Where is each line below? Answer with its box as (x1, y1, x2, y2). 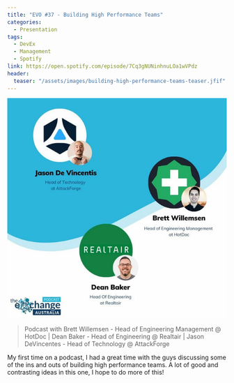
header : (7, 70, 30, 77)
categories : (7, 18, 42, 26)
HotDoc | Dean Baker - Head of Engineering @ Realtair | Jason (24, 332, 204, 340)
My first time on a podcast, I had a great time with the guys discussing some (7, 353, 226, 361)
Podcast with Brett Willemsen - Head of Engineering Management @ (24, 324, 221, 333)
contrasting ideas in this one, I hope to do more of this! (7, 368, 164, 376)
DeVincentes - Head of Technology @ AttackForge (24, 339, 170, 348)
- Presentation (13, 26, 58, 33)
